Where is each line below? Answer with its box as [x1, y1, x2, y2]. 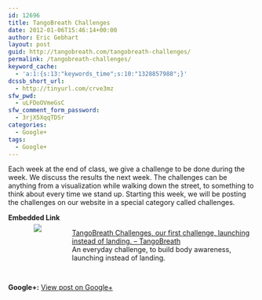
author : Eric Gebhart [8, 33, 79, 42]
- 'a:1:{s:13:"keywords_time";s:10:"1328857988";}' [15, 70, 188, 78]
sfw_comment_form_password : [8, 107, 100, 115]
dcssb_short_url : [8, 77, 65, 85]
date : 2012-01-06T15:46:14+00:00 [8, 26, 118, 34]
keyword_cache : [8, 63, 58, 71]
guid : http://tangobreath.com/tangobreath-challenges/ [8, 48, 191, 56]
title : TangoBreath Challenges [8, 19, 111, 27]
